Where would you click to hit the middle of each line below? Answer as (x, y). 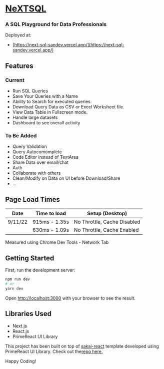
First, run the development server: (40, 270)
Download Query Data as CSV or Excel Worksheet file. (68, 107)
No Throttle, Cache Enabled (106, 230)
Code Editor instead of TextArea (45, 157)
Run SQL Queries (30, 91)
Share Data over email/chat (40, 162)
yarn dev (14, 288)
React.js (21, 331)
